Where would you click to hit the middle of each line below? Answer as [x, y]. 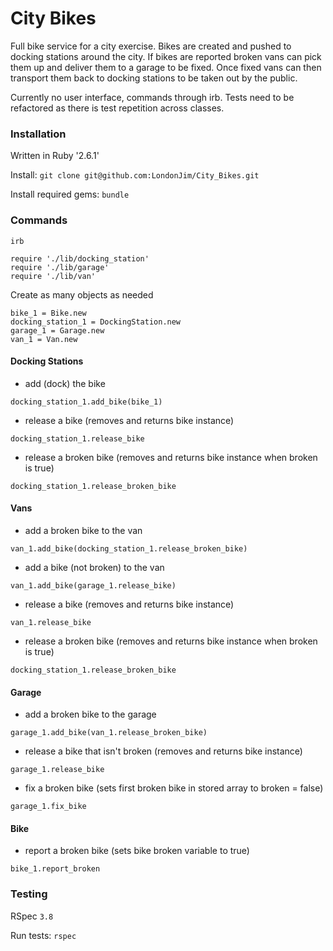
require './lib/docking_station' [80, 258]
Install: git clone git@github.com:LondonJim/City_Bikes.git [135, 175]
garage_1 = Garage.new [57, 330]
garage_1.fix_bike [48, 807]
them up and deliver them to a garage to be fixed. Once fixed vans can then [166, 67]
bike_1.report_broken [55, 869]
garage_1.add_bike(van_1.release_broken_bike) [109, 733]
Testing [29, 894]
